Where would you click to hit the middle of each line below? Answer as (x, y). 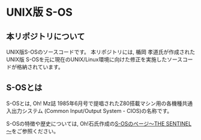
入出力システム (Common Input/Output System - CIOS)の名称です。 (89, 111)
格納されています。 (40, 67)
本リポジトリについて (46, 36)
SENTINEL (179, 123)
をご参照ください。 (35, 131)
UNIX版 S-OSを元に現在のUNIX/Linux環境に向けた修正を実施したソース (94, 59)
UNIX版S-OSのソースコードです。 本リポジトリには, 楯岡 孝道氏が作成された (101, 52)
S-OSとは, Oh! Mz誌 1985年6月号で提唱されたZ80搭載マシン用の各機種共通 (100, 103)
